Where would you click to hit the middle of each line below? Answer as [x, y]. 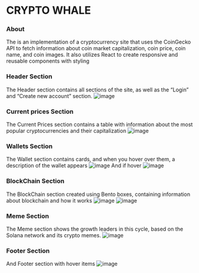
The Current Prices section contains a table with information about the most [99, 125]
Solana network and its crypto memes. [54, 235]
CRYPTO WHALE [49, 10]
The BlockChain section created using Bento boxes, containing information [98, 194]
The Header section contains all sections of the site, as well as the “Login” [98, 90]
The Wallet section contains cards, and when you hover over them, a [91, 159]
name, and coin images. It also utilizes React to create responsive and [92, 55]
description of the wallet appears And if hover [74, 165]
